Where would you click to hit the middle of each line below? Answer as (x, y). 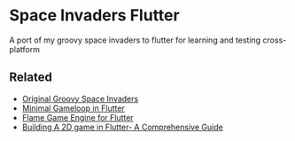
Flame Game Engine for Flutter (78, 117)
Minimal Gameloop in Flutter (74, 108)
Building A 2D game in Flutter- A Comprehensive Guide (122, 127)
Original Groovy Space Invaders (80, 98)
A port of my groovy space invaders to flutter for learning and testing (135, 40)
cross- (275, 40)
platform (24, 49)
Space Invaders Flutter (94, 16)
